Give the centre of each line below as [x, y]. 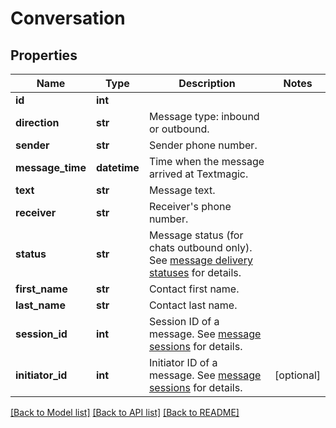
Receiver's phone [190, 206]
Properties [44, 55]
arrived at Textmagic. [198, 174]
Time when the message [206, 161]
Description [207, 83]
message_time [51, 167]
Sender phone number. [203, 145]
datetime [117, 167]
